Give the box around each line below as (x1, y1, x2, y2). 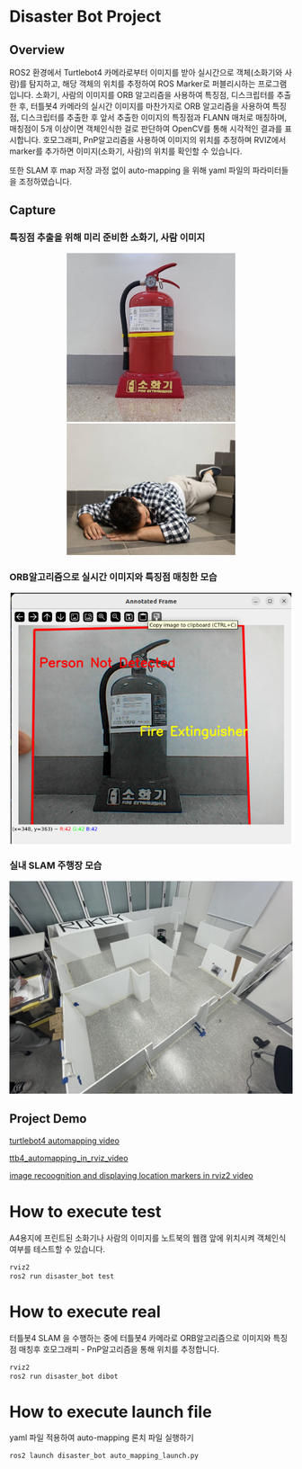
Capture (9, 202, 57, 218)
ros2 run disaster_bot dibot (9, 1372, 119, 1381)
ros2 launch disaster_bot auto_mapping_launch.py (9, 1451, 200, 1461)
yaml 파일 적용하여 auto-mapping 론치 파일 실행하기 (9, 1432, 195, 1443)
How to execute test (9, 1201, 162, 1222)
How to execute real (9, 1302, 162, 1321)
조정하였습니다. (18, 176, 73, 186)
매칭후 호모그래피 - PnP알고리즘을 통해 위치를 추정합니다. (18, 1343, 220, 1355)
